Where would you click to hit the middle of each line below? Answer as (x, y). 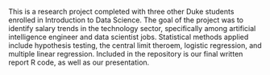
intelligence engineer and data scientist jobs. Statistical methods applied (129, 37)
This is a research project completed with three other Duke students (121, 12)
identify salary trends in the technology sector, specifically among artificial (132, 28)
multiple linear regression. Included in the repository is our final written (126, 54)
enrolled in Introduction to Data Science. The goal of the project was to (126, 20)
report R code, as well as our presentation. (79, 62)
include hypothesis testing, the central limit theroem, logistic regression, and (135, 45)
